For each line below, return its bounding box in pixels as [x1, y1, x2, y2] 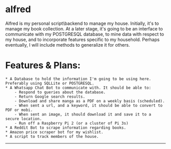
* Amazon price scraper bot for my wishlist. [5, 129, 103, 135]
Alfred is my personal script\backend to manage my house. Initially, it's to [5, 20, 159, 26]
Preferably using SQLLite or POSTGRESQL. [5, 81, 95, 86]
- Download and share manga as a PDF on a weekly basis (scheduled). [14, 98, 165, 103]
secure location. [5, 116, 42, 121]
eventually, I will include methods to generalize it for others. [5, 42, 130, 48]
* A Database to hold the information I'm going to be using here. [5, 76, 152, 82]
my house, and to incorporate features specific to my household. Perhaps [5, 36, 160, 43]
